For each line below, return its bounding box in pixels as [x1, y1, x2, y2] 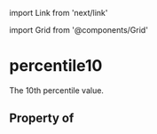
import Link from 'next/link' [9, 8, 108, 18]
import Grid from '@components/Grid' [9, 25, 149, 35]
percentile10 [9, 56, 103, 76]
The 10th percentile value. [9, 84, 105, 96]
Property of [9, 111, 75, 126]
